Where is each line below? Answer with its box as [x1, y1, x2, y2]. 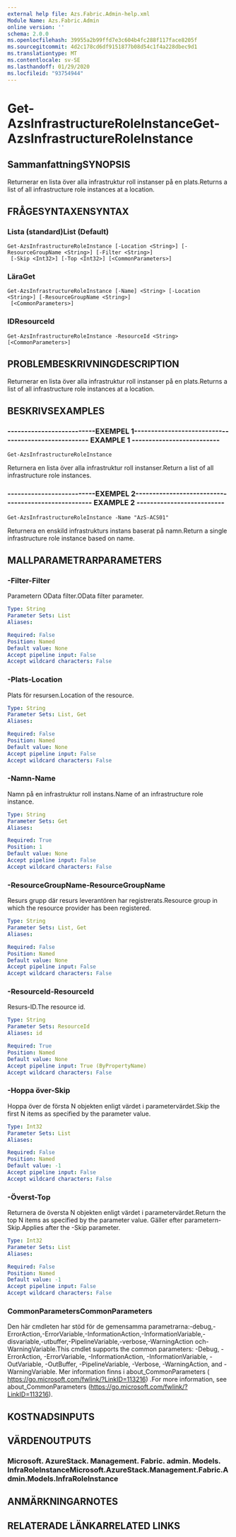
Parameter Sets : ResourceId [7, 1023, 90, 1031]
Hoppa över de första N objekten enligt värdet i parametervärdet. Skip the [7, 1102, 220, 1110]
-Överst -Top [7, 1192, 51, 1202]
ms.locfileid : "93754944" [7, 70, 83, 77]
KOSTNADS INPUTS [7, 1411, 95, 1423]
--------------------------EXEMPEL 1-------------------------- [7, 426, 223, 436]
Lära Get [7, 272, 35, 282]
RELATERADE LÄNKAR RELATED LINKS [7, 1519, 181, 1532]
